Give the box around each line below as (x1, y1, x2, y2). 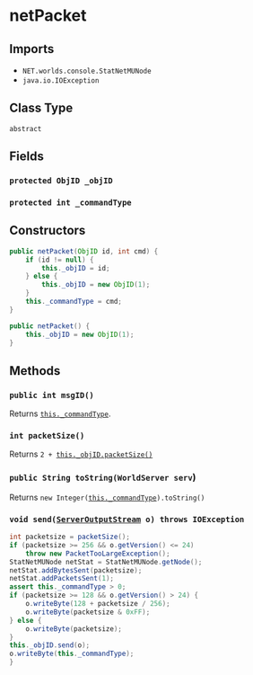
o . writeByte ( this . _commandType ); (9, 649, 135, 659)
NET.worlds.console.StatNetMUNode (22, 67, 152, 75)
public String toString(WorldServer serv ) (9, 471, 196, 484)
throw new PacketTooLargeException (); (25, 549, 170, 558)
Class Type (9, 101, 74, 116)
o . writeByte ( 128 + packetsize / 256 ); (25, 600, 170, 608)
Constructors (9, 223, 86, 238)
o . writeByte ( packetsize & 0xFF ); (25, 608, 151, 617)
